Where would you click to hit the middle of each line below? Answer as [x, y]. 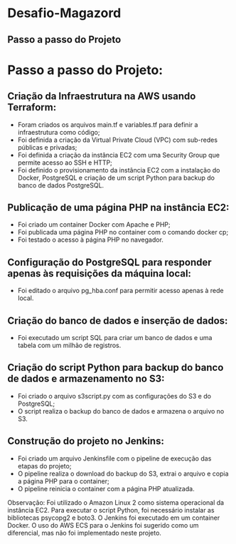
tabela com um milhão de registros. [69, 345]
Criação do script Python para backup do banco [116, 368]
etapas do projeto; [44, 466]
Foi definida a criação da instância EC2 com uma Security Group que [119, 155]
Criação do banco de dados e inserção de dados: [118, 320]
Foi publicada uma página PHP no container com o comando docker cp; [123, 232]
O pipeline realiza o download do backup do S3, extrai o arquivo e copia [123, 473]
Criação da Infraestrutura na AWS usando [102, 97]
